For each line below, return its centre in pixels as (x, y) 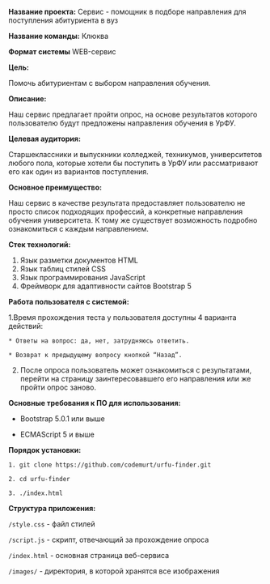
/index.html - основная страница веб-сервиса (89, 555)
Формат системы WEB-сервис (62, 51)
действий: (26, 326)
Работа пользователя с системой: (69, 302)
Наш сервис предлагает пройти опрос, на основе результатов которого (133, 114)
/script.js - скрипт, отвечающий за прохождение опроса (109, 539)
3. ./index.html (36, 493)
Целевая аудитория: (44, 139)
